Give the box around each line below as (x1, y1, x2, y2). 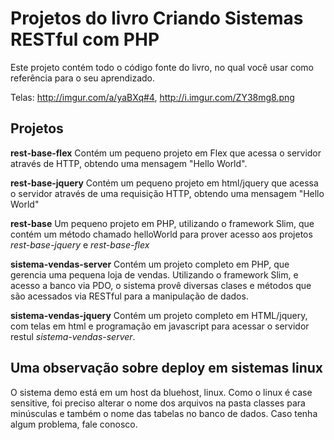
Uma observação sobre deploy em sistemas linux (10, 360, 324, 377)
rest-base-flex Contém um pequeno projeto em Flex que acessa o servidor (10, 147, 322, 159)
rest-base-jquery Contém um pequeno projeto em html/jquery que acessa (10, 177, 319, 189)
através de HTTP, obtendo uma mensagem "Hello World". (10, 157, 248, 169)
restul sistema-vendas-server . (10, 330, 136, 342)
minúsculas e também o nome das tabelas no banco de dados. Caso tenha (10, 407, 318, 419)
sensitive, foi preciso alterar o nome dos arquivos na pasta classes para (10, 397, 306, 409)
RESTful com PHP (10, 28, 160, 51)
